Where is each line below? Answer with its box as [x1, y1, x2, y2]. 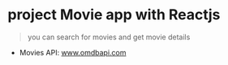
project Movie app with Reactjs [7, 6, 221, 24]
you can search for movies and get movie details [27, 32, 191, 42]
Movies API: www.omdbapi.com [19, 47, 127, 57]
